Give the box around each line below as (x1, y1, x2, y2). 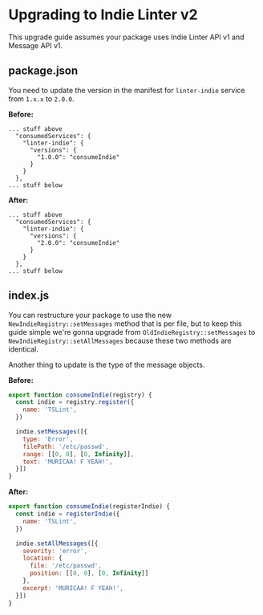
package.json (8, 64, 79, 78)
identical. (8, 344, 38, 354)
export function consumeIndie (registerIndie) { (8, 503, 171, 511)
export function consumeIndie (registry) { (8, 391, 152, 399)
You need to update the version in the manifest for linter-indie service (8, 85, 245, 95)
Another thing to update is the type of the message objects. (8, 360, 205, 369)
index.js (8, 289, 50, 303)
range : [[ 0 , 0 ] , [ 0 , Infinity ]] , (22, 450, 135, 458)
